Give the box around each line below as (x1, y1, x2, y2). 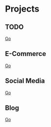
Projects (5, 3, 40, 15)
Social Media (5, 77, 45, 85)
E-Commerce (5, 50, 46, 58)
